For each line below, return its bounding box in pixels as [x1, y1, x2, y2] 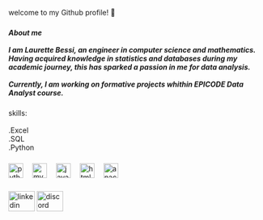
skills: [8, 108, 28, 118]
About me [8, 27, 43, 37]
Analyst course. [8, 87, 64, 97]
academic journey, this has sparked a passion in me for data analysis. [8, 61, 251, 72]
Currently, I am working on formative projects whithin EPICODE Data [8, 79, 244, 89]
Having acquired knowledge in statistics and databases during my [8, 53, 238, 63]
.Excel [8, 125, 29, 135]
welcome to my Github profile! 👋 [8, 8, 116, 17]
